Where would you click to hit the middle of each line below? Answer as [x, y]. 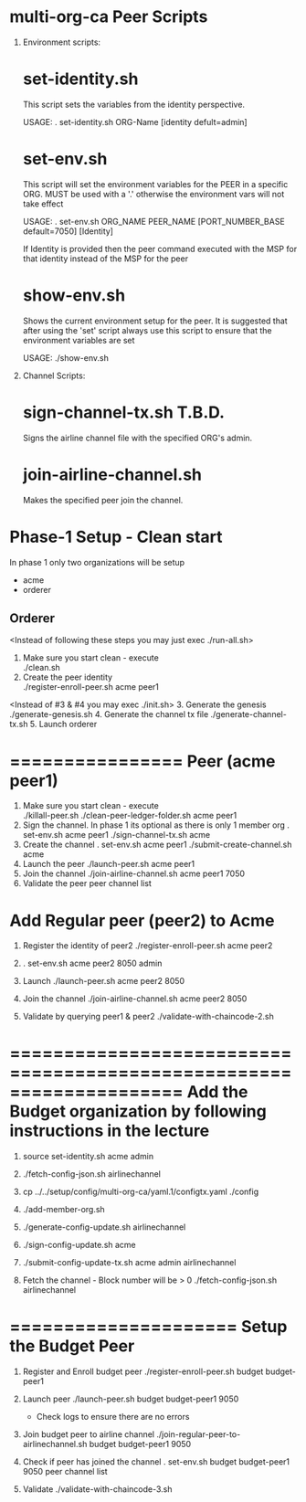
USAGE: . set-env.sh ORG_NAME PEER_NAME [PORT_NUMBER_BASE [153, 221]
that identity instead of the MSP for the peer [106, 259]
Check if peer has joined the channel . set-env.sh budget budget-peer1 [156, 1462]
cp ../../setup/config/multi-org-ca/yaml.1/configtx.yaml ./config [141, 1192]
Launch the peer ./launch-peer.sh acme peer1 [109, 864]
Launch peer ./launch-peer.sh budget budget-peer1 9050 [131, 1399]
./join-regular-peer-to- [199, 1434]
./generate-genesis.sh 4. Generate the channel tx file [109, 714]
